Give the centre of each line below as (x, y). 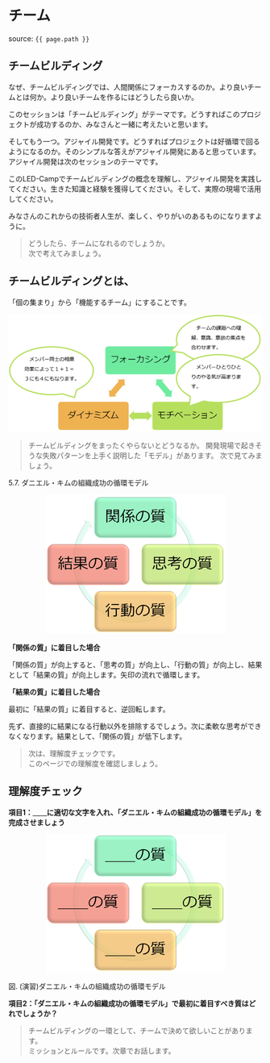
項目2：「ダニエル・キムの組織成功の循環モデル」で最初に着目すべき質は (129, 1003)
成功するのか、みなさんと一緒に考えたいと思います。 (124, 124)
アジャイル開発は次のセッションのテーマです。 (85, 161)
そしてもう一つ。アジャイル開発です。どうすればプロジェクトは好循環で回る (134, 141)
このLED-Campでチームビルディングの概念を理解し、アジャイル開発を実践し (135, 178)
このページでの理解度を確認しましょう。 (95, 763)
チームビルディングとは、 (71, 281)
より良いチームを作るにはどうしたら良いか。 (125, 97)
